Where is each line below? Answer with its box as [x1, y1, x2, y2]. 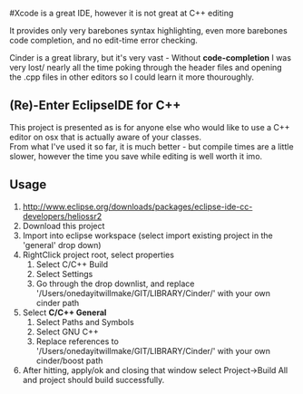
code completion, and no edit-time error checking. [9, 35, 198, 45]
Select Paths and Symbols [35, 316, 134, 327]
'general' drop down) [22, 239, 102, 250]
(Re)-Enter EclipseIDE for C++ [9, 98, 181, 113]
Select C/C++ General [22, 307, 107, 318]
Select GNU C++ [35, 326, 99, 337]
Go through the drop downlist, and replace [35, 278, 195, 289]
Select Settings [35, 268, 93, 279]
